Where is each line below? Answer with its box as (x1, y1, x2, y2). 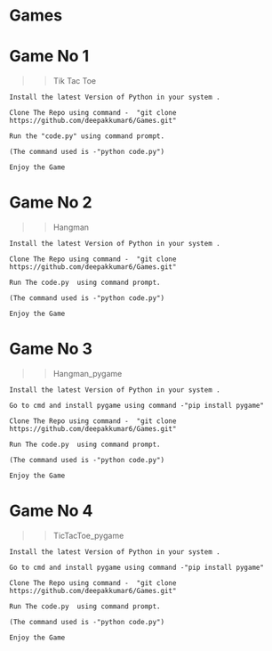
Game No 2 (9, 192, 92, 213)
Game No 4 (9, 500, 93, 521)
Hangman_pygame (52, 369, 123, 378)
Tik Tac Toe (52, 76, 96, 86)
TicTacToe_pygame (52, 530, 124, 541)
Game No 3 (9, 339, 93, 359)
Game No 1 (9, 46, 90, 67)
